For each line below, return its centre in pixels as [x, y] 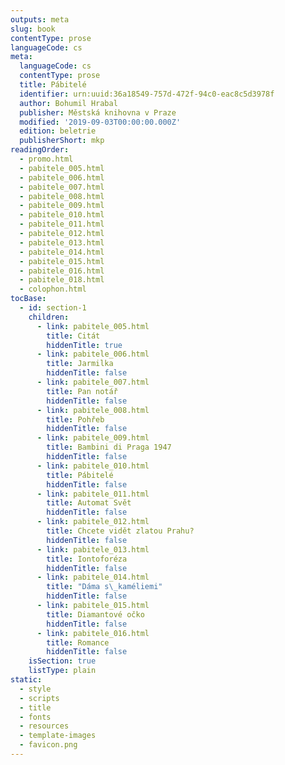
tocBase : [28, 299]
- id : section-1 [53, 308]
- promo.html [46, 159]
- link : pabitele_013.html [93, 549]
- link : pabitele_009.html [93, 438]
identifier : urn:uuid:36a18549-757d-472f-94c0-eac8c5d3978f [147, 94]
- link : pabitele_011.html [93, 494]
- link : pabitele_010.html [93, 466]
